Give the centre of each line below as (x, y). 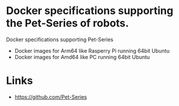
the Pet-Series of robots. (67, 23)
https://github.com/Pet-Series (51, 97)
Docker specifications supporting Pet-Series (60, 39)
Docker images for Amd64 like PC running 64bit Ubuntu (82, 57)
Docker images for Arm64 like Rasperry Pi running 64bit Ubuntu (92, 50)
